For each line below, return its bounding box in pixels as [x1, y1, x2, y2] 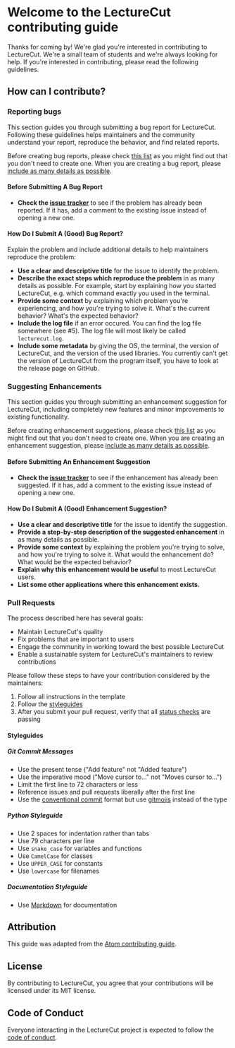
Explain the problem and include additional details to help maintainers [7, 245, 209, 254]
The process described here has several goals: [7, 614, 144, 622]
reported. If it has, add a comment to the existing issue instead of [17, 206, 207, 214]
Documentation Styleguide [7, 883, 88, 891]
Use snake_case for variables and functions [17, 844, 142, 852]
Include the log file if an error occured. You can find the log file [17, 319, 202, 328]
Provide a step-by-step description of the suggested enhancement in [17, 528, 225, 536]
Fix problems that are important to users [17, 635, 134, 643]
